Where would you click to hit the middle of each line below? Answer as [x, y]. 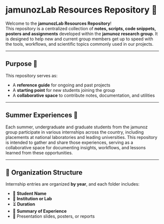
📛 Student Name [29, 193]
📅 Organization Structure [44, 172]
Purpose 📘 [22, 64]
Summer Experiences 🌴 [42, 115]
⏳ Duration [24, 204]
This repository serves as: [32, 75]
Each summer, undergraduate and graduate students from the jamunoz [77, 127]
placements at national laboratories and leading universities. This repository [82, 137]
